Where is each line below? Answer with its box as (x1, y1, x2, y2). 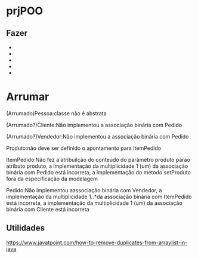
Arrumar (6, 90, 49, 104)
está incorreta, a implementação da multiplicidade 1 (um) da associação (6, 199, 183, 207)
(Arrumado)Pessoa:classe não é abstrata (6, 109, 107, 117)
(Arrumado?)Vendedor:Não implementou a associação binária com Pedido (6, 133, 189, 140)
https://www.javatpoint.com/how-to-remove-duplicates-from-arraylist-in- (6, 239, 188, 246)
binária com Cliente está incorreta (6, 205, 89, 213)
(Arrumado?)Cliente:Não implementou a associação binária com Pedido (6, 121, 182, 128)
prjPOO (6, 4, 44, 18)
